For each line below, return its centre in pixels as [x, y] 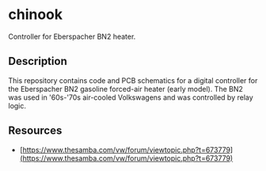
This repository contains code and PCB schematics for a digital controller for [133, 80]
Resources [35, 131]
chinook [36, 15]
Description [38, 61]
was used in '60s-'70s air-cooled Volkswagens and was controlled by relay [131, 97]
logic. [17, 105]
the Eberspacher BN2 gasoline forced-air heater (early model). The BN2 [126, 89]
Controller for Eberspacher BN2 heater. [72, 36]
